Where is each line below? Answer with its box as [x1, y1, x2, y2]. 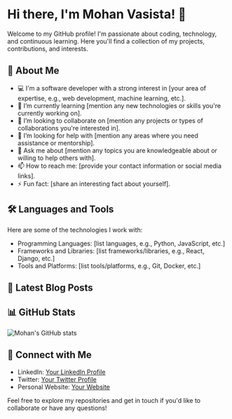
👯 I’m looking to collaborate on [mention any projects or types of [17, 116, 203, 125]
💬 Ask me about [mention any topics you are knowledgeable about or [17, 146, 217, 154]
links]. [17, 171, 36, 180]
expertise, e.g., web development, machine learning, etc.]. [17, 94, 186, 102]
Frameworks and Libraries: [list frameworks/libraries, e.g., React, [17, 246, 205, 255]
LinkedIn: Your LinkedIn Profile [17, 368, 106, 376]
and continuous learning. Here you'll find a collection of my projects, [7, 36, 205, 45]
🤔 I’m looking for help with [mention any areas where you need [17, 131, 198, 140]
